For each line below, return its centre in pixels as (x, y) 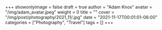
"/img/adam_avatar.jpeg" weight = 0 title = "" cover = (60, 12)
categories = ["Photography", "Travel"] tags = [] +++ (59, 22)
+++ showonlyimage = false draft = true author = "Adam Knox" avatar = (79, 7)
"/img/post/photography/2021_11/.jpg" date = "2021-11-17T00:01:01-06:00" (81, 17)
